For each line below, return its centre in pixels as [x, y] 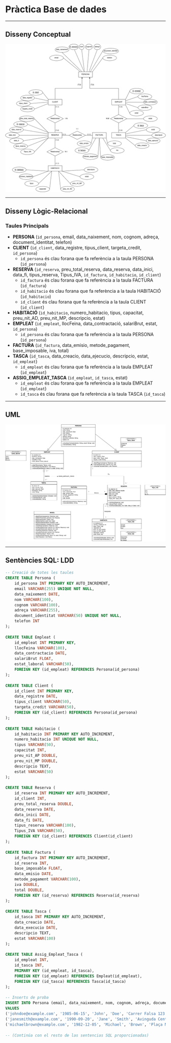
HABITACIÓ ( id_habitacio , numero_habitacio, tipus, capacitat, [78, 313]
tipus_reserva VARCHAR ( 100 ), [45, 825]
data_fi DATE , [29, 820]
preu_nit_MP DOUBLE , [36, 761]
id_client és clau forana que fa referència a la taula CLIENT [83, 302]
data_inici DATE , [33, 815]
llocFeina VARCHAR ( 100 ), [41, 648]
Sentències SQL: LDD [40, 560]
